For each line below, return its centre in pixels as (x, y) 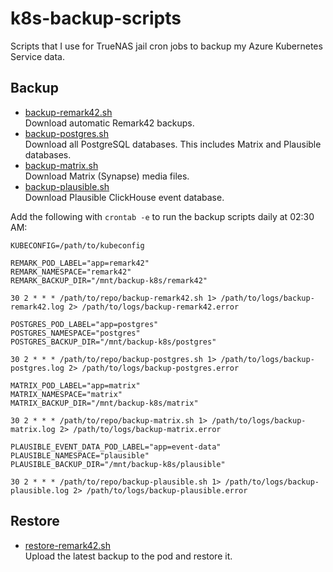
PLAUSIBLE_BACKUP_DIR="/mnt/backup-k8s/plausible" (118, 464)
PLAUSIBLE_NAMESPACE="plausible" (80, 455)
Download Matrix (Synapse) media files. (107, 176)
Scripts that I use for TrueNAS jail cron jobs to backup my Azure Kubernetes (166, 46)
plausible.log (40, 490)
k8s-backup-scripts (96, 18)
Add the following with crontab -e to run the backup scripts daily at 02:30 (162, 216)
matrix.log (33, 429)
